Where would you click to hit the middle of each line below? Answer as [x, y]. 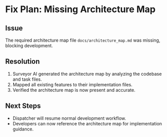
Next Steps [23, 106]
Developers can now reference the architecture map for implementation [87, 123]
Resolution [23, 62]
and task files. [27, 79]
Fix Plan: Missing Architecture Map [80, 9]
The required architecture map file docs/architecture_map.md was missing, [83, 40]
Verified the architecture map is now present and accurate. [74, 90]
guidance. [23, 129]
